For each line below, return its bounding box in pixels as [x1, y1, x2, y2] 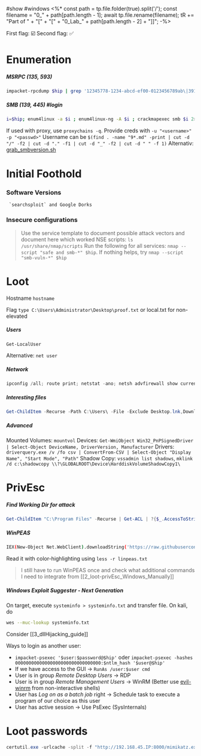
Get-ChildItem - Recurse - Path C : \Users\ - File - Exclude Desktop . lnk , [6, 409, 184, 415]
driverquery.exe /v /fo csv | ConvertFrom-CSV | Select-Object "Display [6, 450, 191, 456]
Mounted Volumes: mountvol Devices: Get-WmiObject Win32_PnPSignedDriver [6, 437, 194, 444]
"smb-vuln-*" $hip [20, 254, 67, 261]
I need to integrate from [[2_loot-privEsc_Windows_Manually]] [20, 573, 175, 580]
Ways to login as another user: [6, 642, 81, 649]
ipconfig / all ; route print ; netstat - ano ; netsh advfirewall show [6, 381, 178, 387]
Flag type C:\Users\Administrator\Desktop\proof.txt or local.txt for [6, 306, 175, 313]
